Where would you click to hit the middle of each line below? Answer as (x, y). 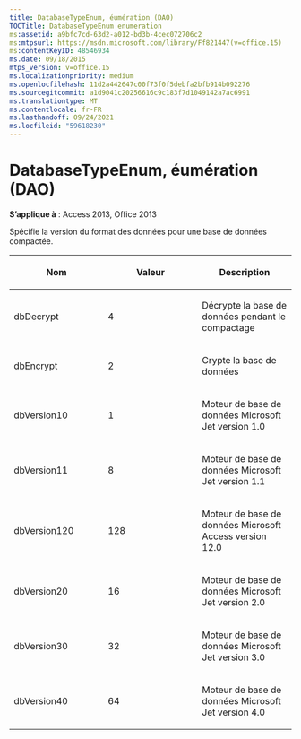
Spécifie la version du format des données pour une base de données (138, 231)
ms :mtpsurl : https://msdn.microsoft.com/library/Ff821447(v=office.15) (146, 43)
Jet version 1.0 (234, 426)
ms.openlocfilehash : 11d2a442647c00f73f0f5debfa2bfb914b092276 (130, 84)
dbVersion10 (41, 415)
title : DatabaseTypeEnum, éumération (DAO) (92, 17)
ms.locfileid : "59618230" (57, 126)
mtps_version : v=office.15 (60, 68)
